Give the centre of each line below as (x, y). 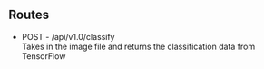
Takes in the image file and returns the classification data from (138, 46)
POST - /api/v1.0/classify (68, 36)
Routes (29, 15)
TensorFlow (44, 56)
